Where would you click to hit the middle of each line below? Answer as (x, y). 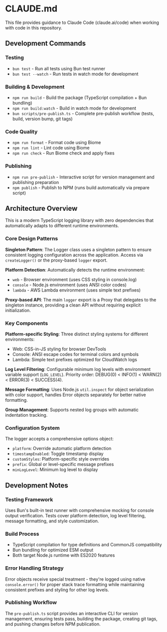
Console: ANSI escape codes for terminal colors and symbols (75, 354)
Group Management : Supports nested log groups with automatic (72, 410)
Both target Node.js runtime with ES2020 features (64, 555)
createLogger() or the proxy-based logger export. (56, 260)
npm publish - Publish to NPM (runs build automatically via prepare (81, 187)
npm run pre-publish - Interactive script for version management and (83, 177)
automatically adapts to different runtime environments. (62, 226)
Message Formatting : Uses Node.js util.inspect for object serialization (80, 389)
